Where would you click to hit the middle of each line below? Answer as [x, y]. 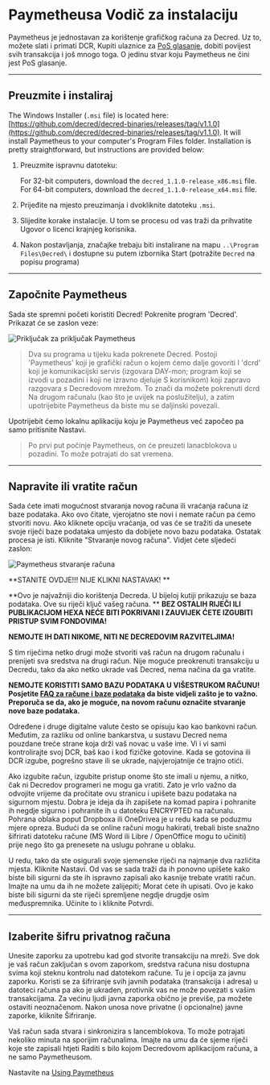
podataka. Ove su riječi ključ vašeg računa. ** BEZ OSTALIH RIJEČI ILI [125, 604]
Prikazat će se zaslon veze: [53, 322]
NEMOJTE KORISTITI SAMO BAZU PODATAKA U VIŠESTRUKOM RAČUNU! [134, 685]
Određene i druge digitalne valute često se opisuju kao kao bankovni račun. [133, 726]
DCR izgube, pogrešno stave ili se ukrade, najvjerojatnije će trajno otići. [126, 761]
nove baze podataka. [44, 711]
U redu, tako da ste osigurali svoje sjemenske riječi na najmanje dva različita [135, 861]
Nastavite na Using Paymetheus [61, 1073]
